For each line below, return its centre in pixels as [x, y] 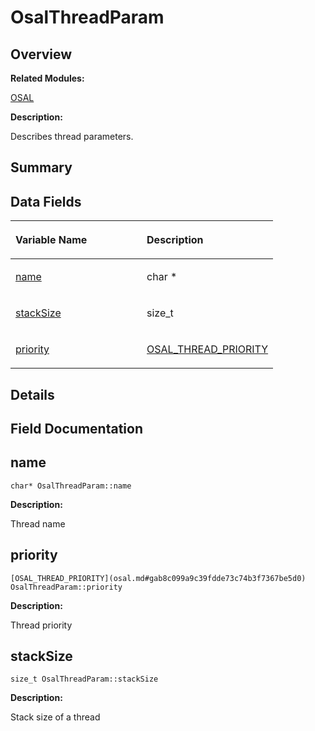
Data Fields [46, 201]
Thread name [38, 523]
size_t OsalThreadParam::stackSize [84, 679]
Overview [41, 54]
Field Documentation [76, 428]
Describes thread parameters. [72, 136]
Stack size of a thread [55, 717]
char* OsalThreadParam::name [71, 486]
